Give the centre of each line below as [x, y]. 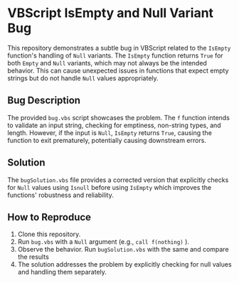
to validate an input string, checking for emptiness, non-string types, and [115, 125]
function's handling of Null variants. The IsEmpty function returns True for [115, 55]
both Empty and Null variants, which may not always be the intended [107, 63]
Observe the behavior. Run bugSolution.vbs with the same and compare [123, 250]
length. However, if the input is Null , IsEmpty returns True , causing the [110, 132]
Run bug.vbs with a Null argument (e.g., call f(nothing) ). [103, 242]
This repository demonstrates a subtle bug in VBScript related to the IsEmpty [119, 48]
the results [33, 257]
